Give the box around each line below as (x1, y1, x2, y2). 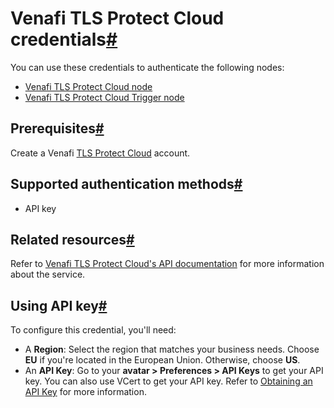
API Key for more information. (24, 386, 147, 398)
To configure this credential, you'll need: (10, 324, 177, 336)
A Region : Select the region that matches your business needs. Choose (24, 343, 320, 356)
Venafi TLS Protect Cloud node (24, 80, 153, 92)
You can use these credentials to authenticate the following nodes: (10, 61, 285, 73)
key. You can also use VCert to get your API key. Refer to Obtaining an (24, 375, 313, 387)
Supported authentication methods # (10, 176, 243, 193)
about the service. (10, 268, 86, 281)
